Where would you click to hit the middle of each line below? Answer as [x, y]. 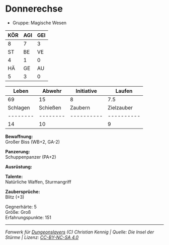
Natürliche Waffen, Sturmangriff [38, 181]
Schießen [50, 107]
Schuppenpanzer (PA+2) [31, 157]
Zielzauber [120, 107]
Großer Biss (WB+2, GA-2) [33, 142]
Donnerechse [34, 9]
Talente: [14, 176]
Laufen [124, 91]
